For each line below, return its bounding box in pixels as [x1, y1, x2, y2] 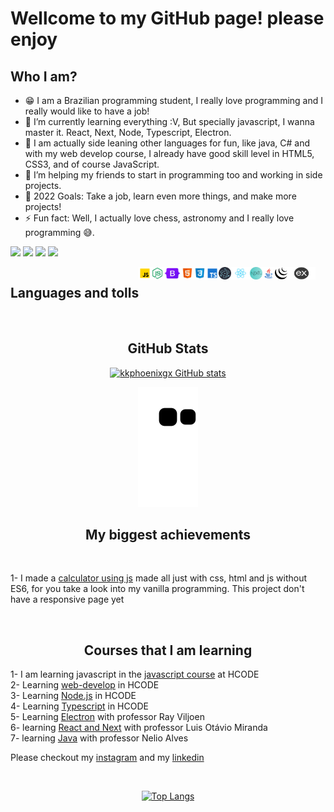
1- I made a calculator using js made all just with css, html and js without [10, 572, 308, 584]
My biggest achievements [84, 527, 251, 544]
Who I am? [10, 68, 78, 85]
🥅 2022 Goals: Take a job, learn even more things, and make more [24, 190, 297, 202]
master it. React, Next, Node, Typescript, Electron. [24, 127, 232, 138]
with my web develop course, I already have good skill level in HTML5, [24, 148, 315, 159]
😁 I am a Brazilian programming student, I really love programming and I [24, 95, 323, 106]
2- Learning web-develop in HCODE [10, 679, 160, 691]
